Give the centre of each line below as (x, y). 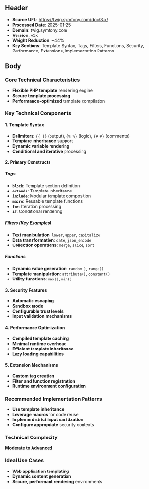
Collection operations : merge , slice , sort (53, 245)
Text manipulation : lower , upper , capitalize (56, 235)
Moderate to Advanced (29, 448)
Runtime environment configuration (49, 386)
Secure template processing (41, 96)
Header (17, 8)
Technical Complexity (31, 437)
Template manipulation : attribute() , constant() (61, 274)
